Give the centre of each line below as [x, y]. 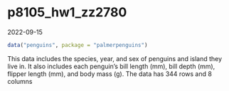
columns [20, 81]
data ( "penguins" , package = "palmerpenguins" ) [78, 45]
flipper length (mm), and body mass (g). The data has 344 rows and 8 [110, 74]
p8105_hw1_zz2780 [67, 12]
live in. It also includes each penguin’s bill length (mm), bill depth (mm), [111, 66]
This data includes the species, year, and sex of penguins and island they [115, 58]
